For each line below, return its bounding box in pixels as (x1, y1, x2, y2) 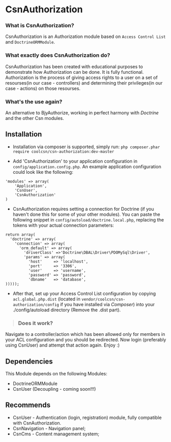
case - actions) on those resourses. (5, 85, 81, 91)
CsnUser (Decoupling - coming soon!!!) (12, 386, 96, 392)
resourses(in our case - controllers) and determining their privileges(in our (5, 79, 163, 86)
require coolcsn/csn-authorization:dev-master (12, 149, 115, 154)
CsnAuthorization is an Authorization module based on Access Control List (5, 33, 166, 39)
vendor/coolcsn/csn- (81, 296, 126, 302)
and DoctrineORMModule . (5, 39, 55, 45)
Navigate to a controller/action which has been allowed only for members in (5, 331, 165, 337)
